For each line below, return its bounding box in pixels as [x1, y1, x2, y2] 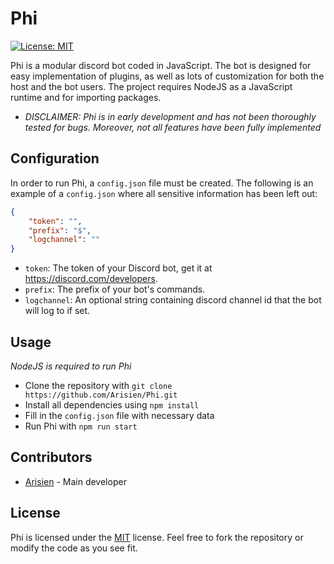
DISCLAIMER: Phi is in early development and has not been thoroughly [24, 110, 317, 122]
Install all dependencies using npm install [24, 398, 200, 411]
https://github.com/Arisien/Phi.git [24, 390, 178, 400]
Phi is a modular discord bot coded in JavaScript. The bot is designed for [10, 59, 312, 71]
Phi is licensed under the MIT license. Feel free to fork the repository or [10, 531, 304, 543]
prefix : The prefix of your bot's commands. [24, 283, 206, 296]
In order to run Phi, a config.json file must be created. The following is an [10, 177, 314, 189]
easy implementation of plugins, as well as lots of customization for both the [10, 70, 325, 82]
